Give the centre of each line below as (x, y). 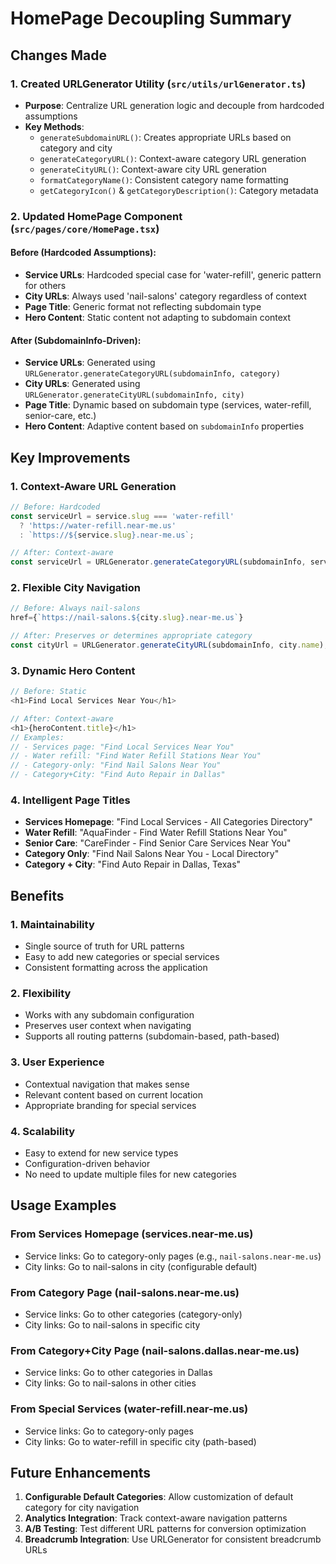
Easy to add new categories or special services (122, 957)
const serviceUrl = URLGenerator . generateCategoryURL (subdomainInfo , (158, 562)
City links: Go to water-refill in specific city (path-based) (140, 1441)
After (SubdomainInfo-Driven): (76, 340)
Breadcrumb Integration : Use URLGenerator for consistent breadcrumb (173, 1539)
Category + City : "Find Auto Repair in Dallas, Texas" (133, 864)
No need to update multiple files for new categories (130, 1174)
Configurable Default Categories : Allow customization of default (159, 1497)
